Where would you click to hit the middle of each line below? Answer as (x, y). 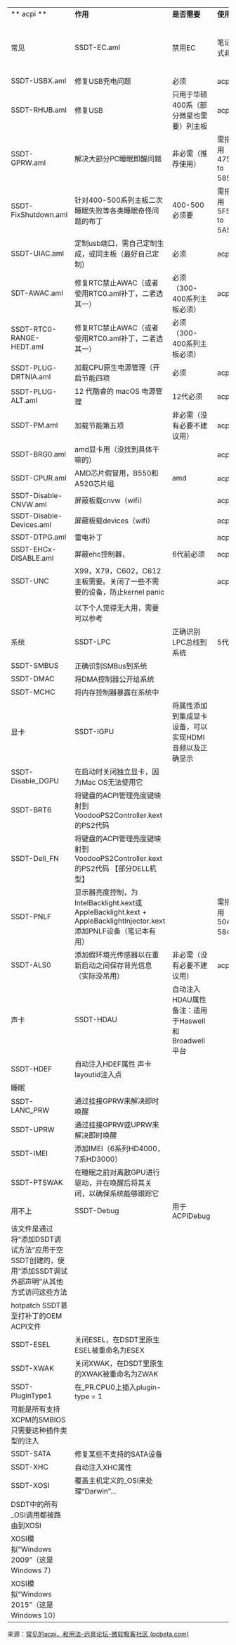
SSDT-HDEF (32, 1069)
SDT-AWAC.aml (37, 293)
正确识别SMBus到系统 (111, 666)
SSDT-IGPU (94, 732)
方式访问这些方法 (39, 1292)
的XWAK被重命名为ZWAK (117, 1374)
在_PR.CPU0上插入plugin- (118, 1387)
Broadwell (189, 1041)
